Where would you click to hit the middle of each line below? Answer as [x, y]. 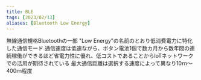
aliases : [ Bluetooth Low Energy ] [48, 23]
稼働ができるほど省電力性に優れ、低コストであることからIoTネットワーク [102, 56]
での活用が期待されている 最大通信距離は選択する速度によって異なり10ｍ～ [99, 63]
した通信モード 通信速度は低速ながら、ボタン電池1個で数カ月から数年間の [98, 48]
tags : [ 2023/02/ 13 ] [31, 17]
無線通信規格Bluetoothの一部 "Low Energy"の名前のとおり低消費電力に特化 [100, 41]
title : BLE [20, 12]
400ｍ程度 [19, 71]
